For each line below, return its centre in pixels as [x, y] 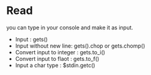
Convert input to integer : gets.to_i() [60, 52]
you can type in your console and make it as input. [70, 27]
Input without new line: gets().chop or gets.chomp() [80, 46]
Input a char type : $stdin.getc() [55, 65]
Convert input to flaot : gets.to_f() [57, 59]
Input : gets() [31, 39]
